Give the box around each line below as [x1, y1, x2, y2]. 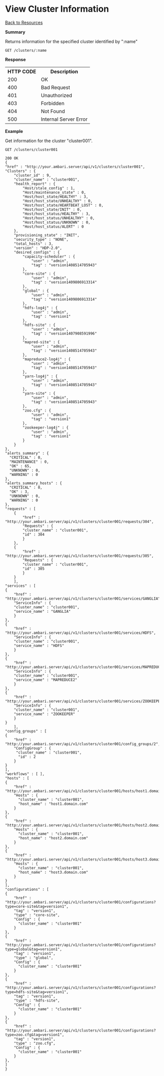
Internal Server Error [41, 116, 88, 123]
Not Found [41, 108, 65, 114]
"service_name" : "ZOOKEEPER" [14, 711, 76, 716]
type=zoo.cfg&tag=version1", [5, 1032, 64, 1037]
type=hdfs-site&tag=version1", [5, 990, 69, 994]
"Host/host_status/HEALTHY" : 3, [22, 211, 91, 216]
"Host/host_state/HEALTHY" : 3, [22, 194, 89, 199]
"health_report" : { [14, 181, 56, 186]
